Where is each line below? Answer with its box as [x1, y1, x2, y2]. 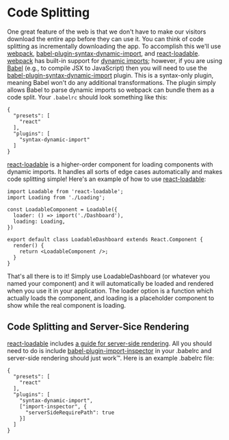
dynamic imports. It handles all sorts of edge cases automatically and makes [7, 167, 223, 175]
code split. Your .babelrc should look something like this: [7, 93, 168, 101]
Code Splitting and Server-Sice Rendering [7, 321, 189, 333]
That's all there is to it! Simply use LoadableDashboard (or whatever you [7, 272, 211, 280]
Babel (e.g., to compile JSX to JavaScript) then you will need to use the [7, 64, 207, 72]
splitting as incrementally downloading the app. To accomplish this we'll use [7, 42, 221, 50]
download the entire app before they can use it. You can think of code [7, 34, 204, 42]
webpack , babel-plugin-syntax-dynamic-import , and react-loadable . [7, 49, 200, 58]
